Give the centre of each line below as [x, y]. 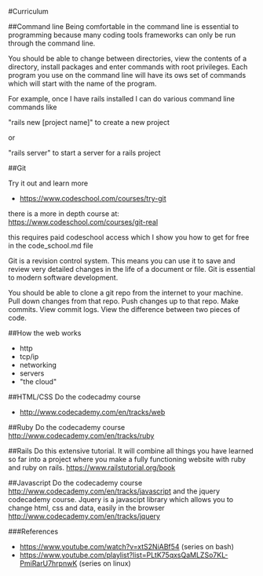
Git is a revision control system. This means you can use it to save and [122, 261]
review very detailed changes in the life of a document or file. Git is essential [132, 269]
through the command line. [52, 43]
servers [32, 373]
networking [38, 365]
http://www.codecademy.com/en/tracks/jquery [84, 516]
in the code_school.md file [51, 246]
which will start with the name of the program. [82, 83]
